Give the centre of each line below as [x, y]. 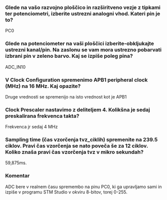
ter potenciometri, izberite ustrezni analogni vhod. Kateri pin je [83, 13]
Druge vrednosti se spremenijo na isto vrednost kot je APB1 [66, 97]
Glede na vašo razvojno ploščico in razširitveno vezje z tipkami [83, 7]
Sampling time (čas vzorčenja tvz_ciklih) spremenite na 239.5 [82, 140]
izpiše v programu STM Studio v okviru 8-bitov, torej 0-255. [66, 192]
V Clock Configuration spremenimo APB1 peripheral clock [77, 80]
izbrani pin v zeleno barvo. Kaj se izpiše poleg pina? [69, 56]
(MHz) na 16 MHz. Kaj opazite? [43, 86]
